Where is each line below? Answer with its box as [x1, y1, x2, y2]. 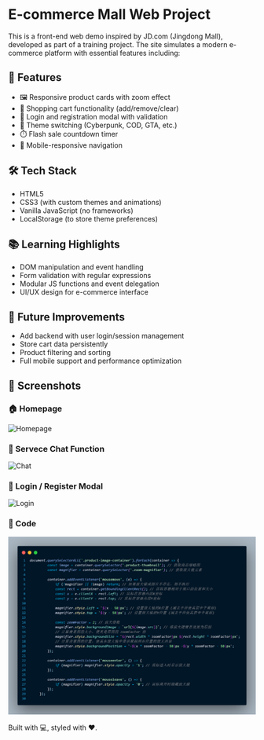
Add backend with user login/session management [19, 332, 185, 341]
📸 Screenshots [8, 379, 82, 392]
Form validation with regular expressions [19, 271, 152, 280]
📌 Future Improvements [8, 310, 126, 324]
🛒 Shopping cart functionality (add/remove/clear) [19, 104, 179, 113]
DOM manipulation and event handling [19, 262, 144, 272]
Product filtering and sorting [19, 348, 112, 357]
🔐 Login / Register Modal [8, 481, 104, 492]
